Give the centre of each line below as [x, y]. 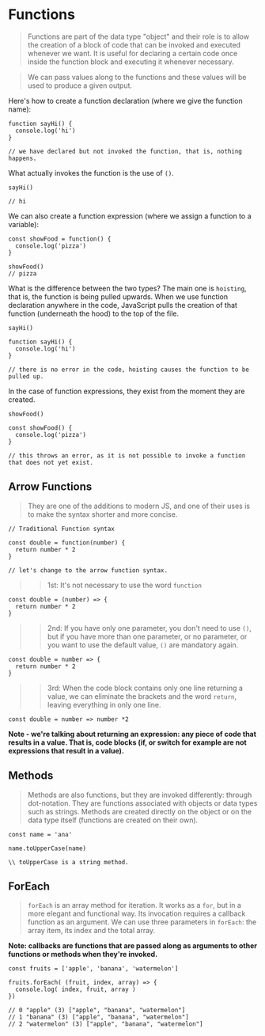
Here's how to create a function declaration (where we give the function [125, 101]
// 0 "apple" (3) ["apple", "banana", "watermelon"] [97, 1011]
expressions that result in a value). [66, 750]
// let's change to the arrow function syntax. [88, 570]
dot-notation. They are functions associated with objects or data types [142, 803]
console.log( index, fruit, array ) [76, 990]
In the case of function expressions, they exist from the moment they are [127, 391]
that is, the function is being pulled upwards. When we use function [118, 296]
